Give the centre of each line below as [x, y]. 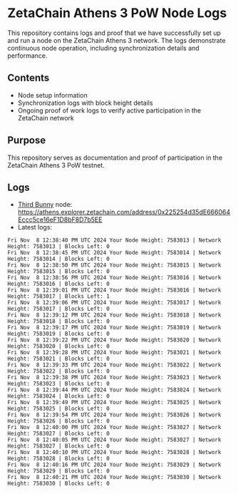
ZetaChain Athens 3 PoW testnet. [56, 165]
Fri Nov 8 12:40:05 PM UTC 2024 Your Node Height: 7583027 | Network [114, 440]
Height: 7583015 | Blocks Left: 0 [59, 272]
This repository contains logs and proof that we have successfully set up [114, 33]
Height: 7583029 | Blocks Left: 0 [59, 471]
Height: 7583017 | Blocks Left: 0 [59, 309]
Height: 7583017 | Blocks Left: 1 [59, 297]
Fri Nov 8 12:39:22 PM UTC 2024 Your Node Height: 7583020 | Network [114, 340]
